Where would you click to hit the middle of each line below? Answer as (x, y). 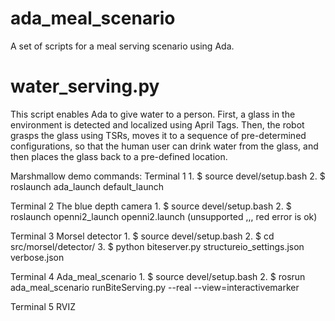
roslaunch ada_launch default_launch (87, 186)
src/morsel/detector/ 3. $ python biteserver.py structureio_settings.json (157, 246)
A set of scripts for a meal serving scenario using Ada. (122, 46)
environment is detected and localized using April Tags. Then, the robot (157, 124)
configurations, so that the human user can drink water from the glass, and (164, 146)
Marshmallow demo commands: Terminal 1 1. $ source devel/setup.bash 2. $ (168, 176)
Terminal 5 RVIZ (43, 306)
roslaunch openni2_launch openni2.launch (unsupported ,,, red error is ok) (164, 216)
